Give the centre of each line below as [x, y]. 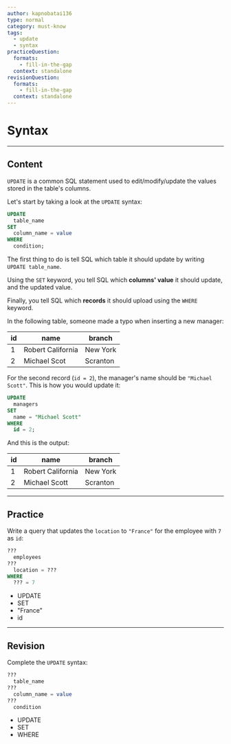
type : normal [26, 20]
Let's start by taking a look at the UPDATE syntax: [75, 201]
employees [27, 557]
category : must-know [37, 26]
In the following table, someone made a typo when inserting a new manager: [115, 321]
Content [25, 165]
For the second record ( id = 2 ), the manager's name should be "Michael [110, 378]
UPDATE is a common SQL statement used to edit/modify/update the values [112, 181]
